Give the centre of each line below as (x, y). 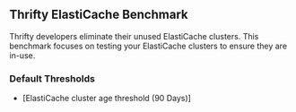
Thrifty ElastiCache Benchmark (99, 15)
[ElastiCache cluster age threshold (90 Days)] (106, 99)
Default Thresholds (52, 78)
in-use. (22, 55)
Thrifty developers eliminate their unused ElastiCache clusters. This (134, 36)
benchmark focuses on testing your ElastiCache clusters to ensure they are (148, 46)
